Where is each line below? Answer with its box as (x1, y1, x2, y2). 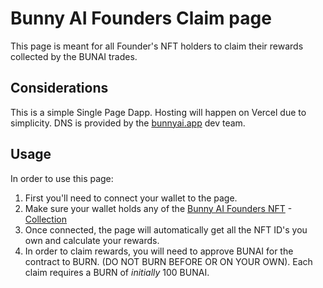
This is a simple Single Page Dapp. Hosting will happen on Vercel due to (10, 106, 307, 118)
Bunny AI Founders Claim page (10, 7, 272, 30)
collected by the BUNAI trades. (10, 50, 138, 62)
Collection (24, 213, 67, 225)
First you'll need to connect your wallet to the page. (24, 192, 238, 204)
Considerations (10, 80, 109, 97)
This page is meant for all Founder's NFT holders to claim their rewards (10, 40, 304, 52)
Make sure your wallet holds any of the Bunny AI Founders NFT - (24, 202, 293, 214)
